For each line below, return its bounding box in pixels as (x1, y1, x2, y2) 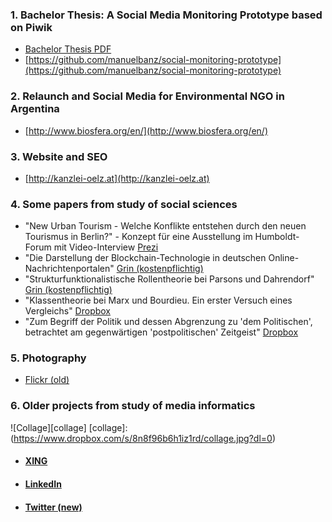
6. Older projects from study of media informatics (10, 399, 256, 413)
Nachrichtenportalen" (24, 263, 115, 275)
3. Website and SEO (10, 149, 108, 163)
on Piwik (10, 20, 53, 34)
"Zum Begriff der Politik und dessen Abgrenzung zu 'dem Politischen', (24, 316, 313, 328)
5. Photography (10, 351, 87, 365)
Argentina (10, 102, 60, 116)
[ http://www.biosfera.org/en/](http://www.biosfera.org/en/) (24, 124, 269, 137)
